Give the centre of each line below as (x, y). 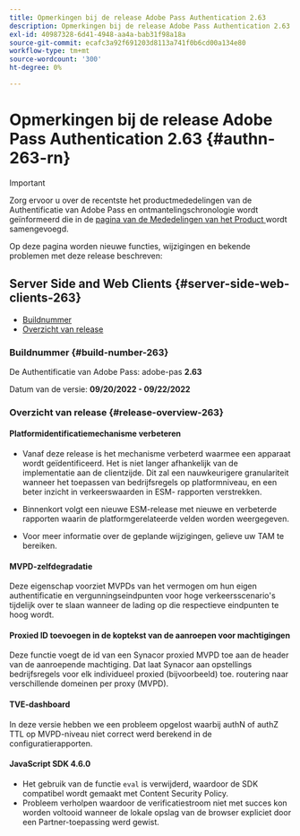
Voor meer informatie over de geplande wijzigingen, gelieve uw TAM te (153, 536)
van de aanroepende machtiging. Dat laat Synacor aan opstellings (131, 665)
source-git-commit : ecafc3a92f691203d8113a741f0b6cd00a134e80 (128, 43)
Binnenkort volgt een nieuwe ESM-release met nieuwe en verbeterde (150, 509)
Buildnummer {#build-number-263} (89, 353)
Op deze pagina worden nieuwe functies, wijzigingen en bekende (130, 246)
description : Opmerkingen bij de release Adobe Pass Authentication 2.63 (150, 26)
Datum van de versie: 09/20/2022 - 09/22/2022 (100, 389)
